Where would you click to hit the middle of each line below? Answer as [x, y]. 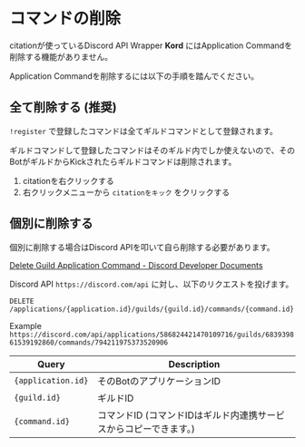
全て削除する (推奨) [63, 107]
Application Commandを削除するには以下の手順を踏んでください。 [134, 76]
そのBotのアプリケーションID [158, 381]
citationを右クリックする [69, 180]
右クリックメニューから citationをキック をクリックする [126, 192]
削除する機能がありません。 [61, 56]
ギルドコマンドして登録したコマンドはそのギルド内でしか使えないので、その [152, 150]
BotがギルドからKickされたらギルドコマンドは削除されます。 [123, 161]
